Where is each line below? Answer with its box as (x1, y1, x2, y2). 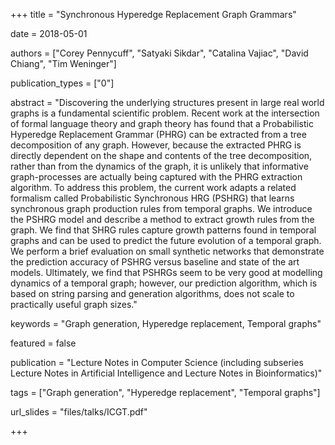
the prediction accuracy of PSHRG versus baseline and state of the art (10, 256, 300, 268)
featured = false (10, 337, 77, 349)
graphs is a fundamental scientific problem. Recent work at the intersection (10, 107, 320, 119)
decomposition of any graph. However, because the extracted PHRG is (10, 139, 302, 151)
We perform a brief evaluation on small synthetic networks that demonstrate (10, 245, 325, 257)
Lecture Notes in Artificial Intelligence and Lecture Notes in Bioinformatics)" (10, 367, 323, 379)
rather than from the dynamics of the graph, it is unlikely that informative (10, 160, 309, 172)
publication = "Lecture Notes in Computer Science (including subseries (10, 357, 304, 368)
